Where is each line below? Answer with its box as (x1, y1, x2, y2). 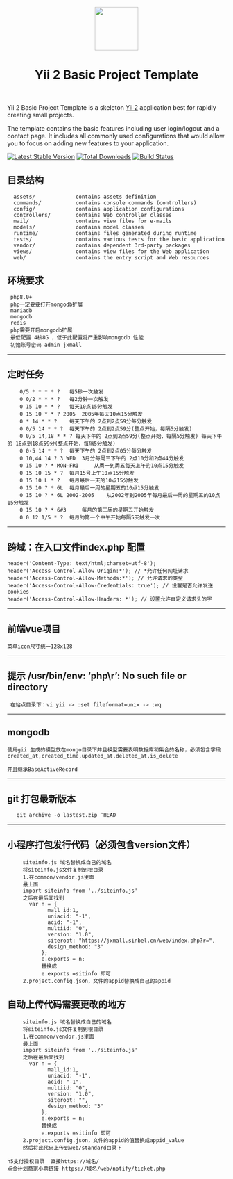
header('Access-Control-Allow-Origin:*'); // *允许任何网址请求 (7, 567, 189, 575)
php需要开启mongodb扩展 (10, 327, 73, 334)
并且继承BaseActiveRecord (7, 765, 78, 773)
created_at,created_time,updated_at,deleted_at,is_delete (7, 752, 178, 759)
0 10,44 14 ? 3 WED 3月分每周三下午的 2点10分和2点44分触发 (19, 455, 184, 462)
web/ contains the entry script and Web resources (13, 254, 209, 261)
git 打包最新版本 (7, 793, 76, 805)
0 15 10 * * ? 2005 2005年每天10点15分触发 (19, 411, 144, 418)
